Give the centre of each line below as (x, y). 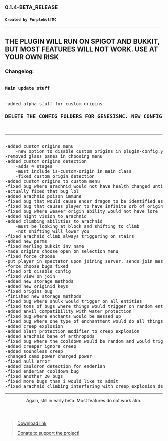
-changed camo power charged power (49, 356)
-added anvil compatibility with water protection (68, 311)
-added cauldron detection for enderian (55, 366)
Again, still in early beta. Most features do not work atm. (84, 400)
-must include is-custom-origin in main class (74, 171)
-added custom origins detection (46, 161)
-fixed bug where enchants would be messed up (63, 316)
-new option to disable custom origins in (68, 151)
